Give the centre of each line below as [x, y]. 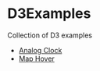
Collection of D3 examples [50, 35]
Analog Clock [40, 50]
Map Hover [37, 59]
